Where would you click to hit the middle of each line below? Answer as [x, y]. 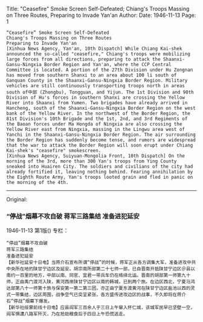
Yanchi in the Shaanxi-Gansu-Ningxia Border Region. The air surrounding [101, 135]
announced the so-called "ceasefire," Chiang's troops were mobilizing [98, 54]
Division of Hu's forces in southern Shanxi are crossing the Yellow [96, 98]
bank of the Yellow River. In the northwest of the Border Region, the [98, 113]
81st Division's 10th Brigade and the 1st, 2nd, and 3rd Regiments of [97, 119]
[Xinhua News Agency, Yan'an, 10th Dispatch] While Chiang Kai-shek [94, 49]
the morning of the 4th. [37, 183]
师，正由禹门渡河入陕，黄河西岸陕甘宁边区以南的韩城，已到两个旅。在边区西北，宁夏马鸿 [101, 282]
